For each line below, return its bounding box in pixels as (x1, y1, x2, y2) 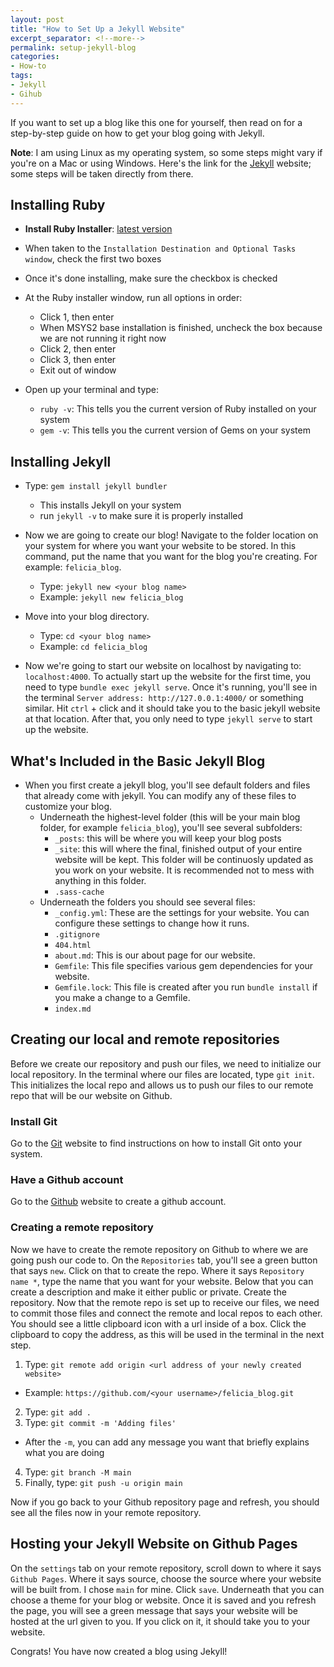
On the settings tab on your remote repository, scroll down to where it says (10, 1562, 322, 1574)
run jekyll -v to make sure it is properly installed (39, 510, 244, 522)
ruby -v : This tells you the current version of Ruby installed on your (39, 403, 317, 415)
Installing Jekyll (10, 453, 112, 470)
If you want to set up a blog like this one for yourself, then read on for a (10, 116, 303, 128)
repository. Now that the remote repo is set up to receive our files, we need (10, 1296, 320, 1308)
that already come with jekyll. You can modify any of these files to (24, 790, 297, 802)
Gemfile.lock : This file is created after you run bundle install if (54, 981, 318, 993)
